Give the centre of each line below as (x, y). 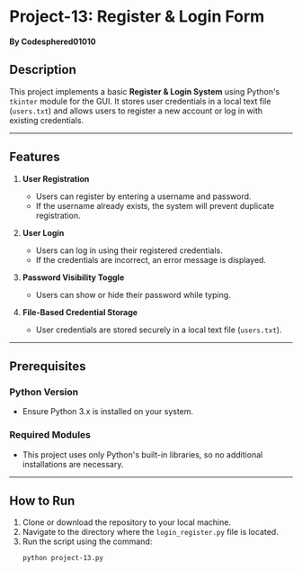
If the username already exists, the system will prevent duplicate (155, 205)
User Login (43, 232)
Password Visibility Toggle (73, 277)
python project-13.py (62, 558)
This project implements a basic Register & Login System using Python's (145, 91)
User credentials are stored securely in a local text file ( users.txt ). (159, 330)
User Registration (56, 178)
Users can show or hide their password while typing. (133, 295)
